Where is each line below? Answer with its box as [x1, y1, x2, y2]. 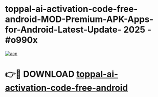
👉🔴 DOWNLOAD [5, 69, 75, 80]
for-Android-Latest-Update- [5, 24, 122, 35]
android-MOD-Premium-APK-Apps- [5, 14, 154, 25]
